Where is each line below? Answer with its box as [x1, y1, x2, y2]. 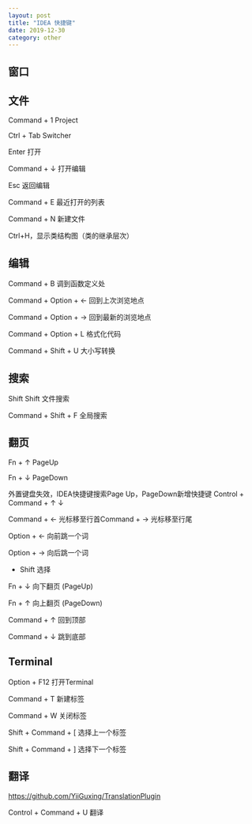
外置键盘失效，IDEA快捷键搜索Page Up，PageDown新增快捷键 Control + [8, 489, 245, 499]
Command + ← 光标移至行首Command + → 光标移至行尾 [8, 514, 193, 524]
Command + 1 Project [8, 115, 79, 125]
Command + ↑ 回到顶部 [8, 615, 86, 624]
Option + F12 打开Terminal [8, 677, 94, 687]
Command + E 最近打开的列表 [8, 198, 105, 207]
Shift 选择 [19, 564, 51, 574]
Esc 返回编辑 [8, 181, 50, 190]
